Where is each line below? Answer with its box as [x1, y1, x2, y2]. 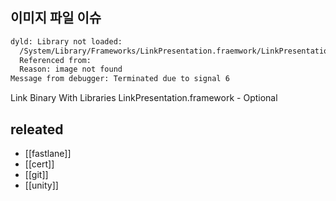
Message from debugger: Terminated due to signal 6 [10, 74, 230, 84]
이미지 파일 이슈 [10, 9, 102, 27]
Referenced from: [19, 55, 92, 65]
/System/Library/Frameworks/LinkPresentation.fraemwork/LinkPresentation [19, 46, 333, 56]
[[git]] [24, 169, 49, 180]
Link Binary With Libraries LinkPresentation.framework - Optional [10, 92, 278, 104]
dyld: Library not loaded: [10, 36, 123, 47]
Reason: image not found [19, 64, 123, 75]
